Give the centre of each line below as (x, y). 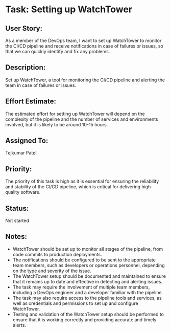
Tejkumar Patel (21, 153)
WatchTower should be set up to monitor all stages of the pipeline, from (88, 249)
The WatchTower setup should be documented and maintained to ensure (89, 276)
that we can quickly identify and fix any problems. (58, 51)
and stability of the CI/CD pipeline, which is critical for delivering (73, 187)
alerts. (19, 325)
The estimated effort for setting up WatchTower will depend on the (75, 114)
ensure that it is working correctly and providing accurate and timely (84, 319)
